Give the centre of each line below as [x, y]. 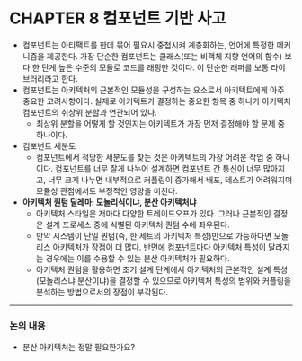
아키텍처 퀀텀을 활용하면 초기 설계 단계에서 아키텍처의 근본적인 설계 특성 [162, 269]
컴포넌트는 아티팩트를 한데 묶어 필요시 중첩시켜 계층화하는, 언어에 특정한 [148, 45]
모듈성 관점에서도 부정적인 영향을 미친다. [107, 190]
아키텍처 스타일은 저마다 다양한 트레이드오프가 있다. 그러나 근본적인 [153, 213]
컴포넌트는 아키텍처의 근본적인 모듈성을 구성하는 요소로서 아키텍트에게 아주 [153, 90]
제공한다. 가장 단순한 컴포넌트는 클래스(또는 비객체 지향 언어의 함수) [164, 56]
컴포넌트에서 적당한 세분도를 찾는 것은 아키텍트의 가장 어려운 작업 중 [155, 157]
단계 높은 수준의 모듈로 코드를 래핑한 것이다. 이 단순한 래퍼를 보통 [155, 67]
